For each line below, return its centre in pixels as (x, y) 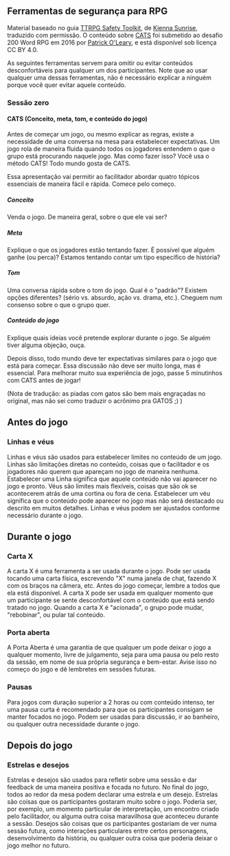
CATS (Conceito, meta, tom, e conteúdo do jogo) (77, 119)
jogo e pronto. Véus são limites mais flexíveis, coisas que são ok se (102, 486)
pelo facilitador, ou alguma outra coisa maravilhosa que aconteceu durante (113, 816)
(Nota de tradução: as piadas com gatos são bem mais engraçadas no (106, 393)
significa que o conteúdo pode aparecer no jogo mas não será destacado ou (115, 501)
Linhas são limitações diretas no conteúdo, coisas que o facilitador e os (108, 464)
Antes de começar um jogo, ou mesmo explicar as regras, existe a (101, 134)
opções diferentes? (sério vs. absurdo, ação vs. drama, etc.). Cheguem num (115, 297)
